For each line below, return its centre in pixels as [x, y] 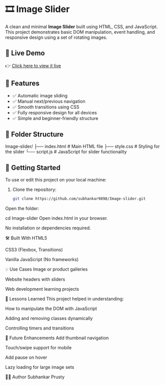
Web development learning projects [42, 289]
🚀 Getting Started [33, 168]
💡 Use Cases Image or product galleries [47, 269]
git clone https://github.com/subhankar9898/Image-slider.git [79, 199]
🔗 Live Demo [25, 53]
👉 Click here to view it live [33, 66]
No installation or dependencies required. [48, 228]
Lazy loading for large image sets [40, 367]
